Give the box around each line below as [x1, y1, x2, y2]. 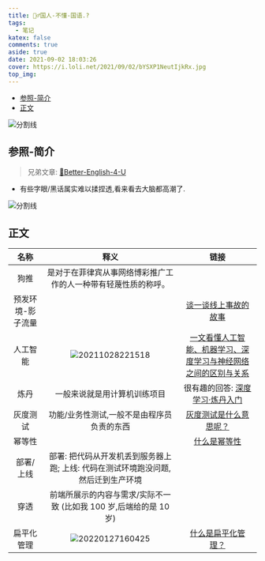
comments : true [8, 41, 58, 49]
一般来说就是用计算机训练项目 [54, 389, 166, 400]
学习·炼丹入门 [192, 394, 243, 405]
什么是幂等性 [193, 436, 242, 447]
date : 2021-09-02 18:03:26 [8, 56, 97, 64]
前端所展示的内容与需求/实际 [50, 489, 155, 500]
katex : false [8, 33, 51, 42]
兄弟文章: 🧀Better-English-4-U [27, 168, 126, 177]
